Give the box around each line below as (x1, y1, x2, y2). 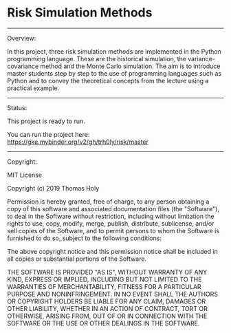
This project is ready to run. (7, 117, 86, 125)
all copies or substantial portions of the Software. (7, 255, 146, 263)
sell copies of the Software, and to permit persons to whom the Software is (7, 226, 220, 235)
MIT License (7, 171, 43, 179)
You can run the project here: (7, 130, 90, 138)
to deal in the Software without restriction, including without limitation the (7, 212, 214, 220)
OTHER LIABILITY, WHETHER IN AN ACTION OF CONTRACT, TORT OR (7, 304, 208, 312)
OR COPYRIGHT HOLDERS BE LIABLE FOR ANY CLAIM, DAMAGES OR (7, 297, 206, 305)
